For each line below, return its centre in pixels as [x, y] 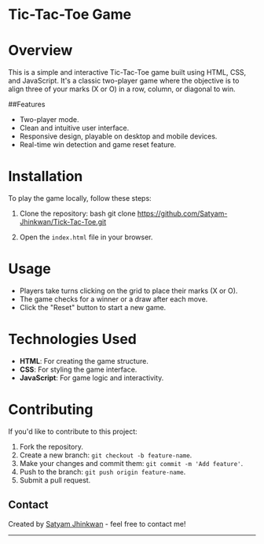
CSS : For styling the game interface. [78, 369]
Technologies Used [73, 339]
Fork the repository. [51, 446]
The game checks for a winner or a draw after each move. [114, 299]
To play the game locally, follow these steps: [80, 198]
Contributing [51, 410]
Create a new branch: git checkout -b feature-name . [106, 455]
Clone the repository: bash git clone [77, 213]
